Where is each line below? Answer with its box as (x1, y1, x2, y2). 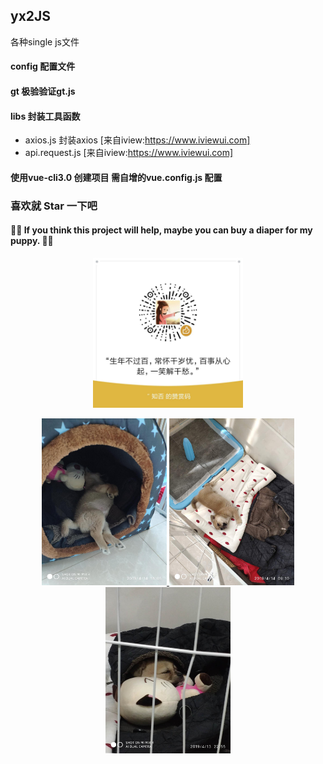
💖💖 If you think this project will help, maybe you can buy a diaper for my (10, 224, 313, 236)
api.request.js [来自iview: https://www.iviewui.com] (24, 147, 234, 159)
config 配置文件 (10, 60, 76, 73)
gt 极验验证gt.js (10, 85, 76, 97)
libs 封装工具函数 (10, 110, 81, 122)
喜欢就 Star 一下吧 (10, 199, 98, 213)
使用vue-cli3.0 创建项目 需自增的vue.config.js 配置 (10, 171, 223, 183)
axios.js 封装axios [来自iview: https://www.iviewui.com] (24, 134, 251, 146)
